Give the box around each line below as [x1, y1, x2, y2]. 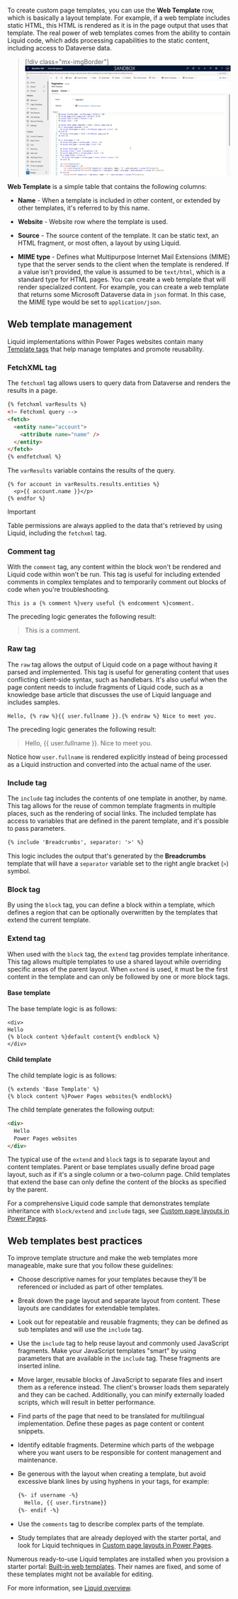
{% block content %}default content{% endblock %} [7, 1033, 160, 1040]
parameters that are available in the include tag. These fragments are [17, 1354, 221, 1363]
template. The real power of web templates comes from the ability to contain [7, 28, 231, 37]
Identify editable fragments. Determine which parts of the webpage [17, 1441, 215, 1449]
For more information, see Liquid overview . [7, 1583, 132, 1592]
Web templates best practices [7, 1234, 143, 1247]
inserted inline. [17, 1362, 62, 1370]
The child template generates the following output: [7, 1105, 154, 1114]
